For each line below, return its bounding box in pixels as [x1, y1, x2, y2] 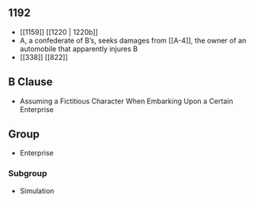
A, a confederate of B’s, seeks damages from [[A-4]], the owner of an [19, 36, 247, 45]
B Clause [8, 75, 53, 89]
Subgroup [8, 168, 47, 179]
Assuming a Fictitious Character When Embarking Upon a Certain [19, 96, 233, 106]
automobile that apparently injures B [19, 43, 138, 54]
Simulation [19, 185, 55, 196]
